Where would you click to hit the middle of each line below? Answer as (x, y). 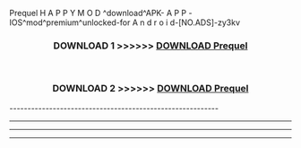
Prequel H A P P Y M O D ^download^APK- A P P (98, 13)
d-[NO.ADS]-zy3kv (205, 22)
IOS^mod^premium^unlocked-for (70, 22)
